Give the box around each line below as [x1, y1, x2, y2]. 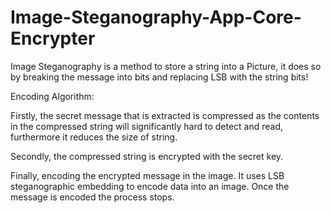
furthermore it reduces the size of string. [10, 131, 178, 143]
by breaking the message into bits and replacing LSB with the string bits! [10, 71, 309, 83]
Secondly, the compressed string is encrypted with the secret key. [10, 150, 284, 162]
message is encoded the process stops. [10, 191, 175, 203]
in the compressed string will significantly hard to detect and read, [10, 120, 284, 132]
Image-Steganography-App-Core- [10, 6, 302, 29]
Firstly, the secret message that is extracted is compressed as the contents [10, 109, 320, 121]
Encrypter [10, 27, 96, 50]
